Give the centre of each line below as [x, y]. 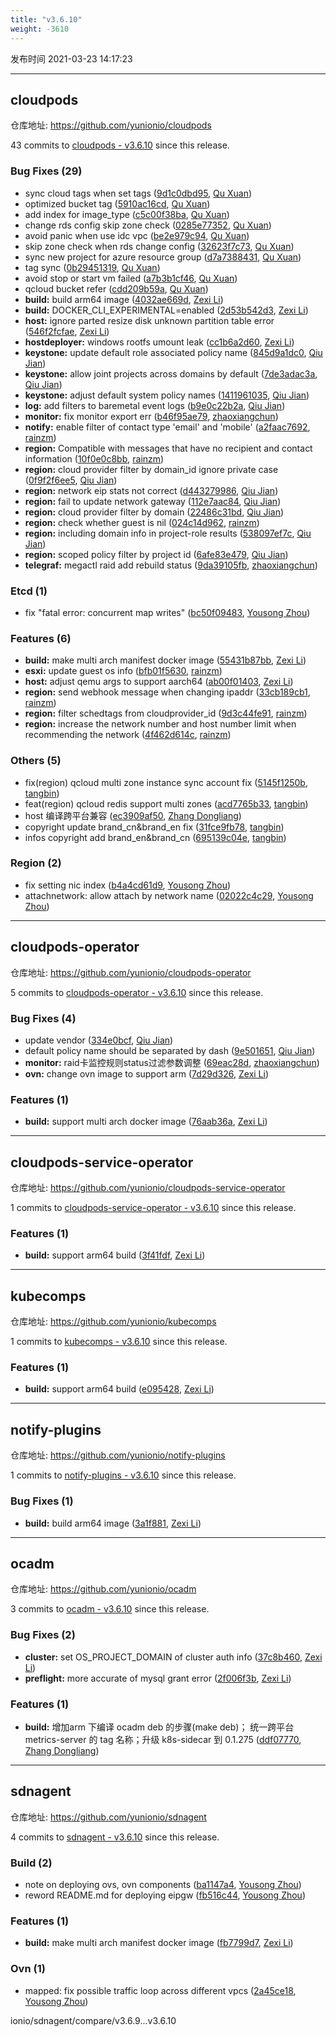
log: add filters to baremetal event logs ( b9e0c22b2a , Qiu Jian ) [155, 405]
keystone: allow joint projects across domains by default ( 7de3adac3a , [171, 373]
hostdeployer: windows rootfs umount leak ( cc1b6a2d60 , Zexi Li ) [159, 342]
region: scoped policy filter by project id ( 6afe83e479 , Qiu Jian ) [156, 554]
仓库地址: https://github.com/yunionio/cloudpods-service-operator [148, 1188]
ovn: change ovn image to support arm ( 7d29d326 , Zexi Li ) [147, 1073]
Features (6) [41, 638]
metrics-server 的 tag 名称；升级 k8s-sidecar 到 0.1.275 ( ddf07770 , [163, 1739]
